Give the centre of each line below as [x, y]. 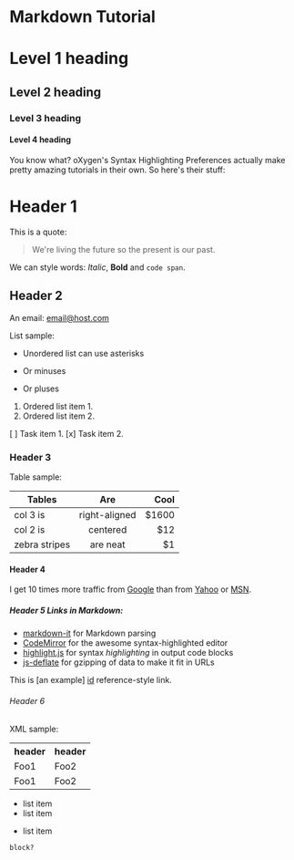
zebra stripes [42, 544]
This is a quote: [38, 232]
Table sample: [35, 477]
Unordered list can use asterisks [83, 353]
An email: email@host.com [59, 317]
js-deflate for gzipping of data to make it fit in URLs [119, 662]
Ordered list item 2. [59, 416]
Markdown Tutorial [83, 17]
